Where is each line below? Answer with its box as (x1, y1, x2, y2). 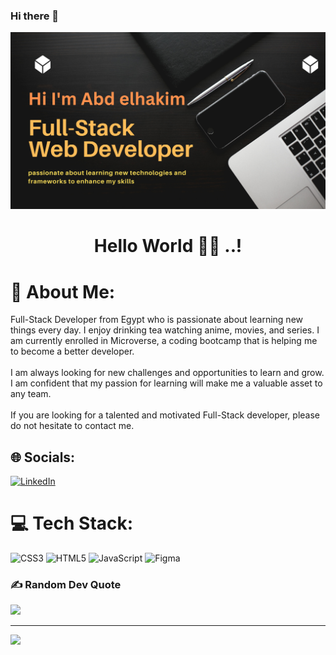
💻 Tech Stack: (10, 512, 134, 535)
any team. (10, 388, 52, 400)
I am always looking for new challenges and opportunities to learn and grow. (10, 367, 325, 379)
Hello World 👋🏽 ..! (93, 235, 243, 258)
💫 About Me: (10, 280, 116, 303)
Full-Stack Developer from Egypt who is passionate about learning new (10, 314, 304, 326)
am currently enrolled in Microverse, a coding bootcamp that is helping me (10, 335, 318, 347)
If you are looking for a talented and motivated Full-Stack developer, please (10, 409, 320, 421)
